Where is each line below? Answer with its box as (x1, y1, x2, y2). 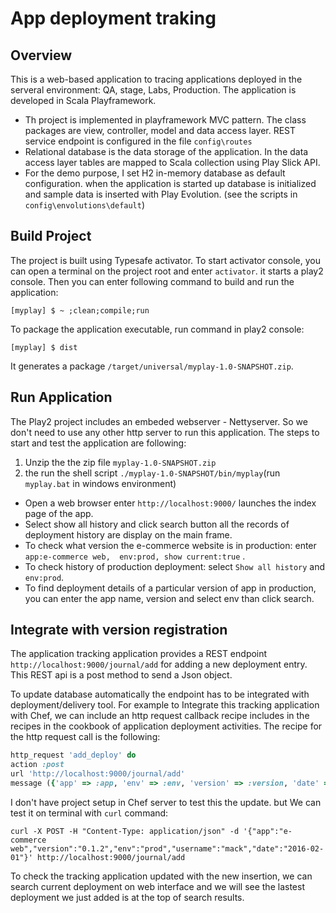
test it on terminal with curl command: (10, 807, 169, 819)
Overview (10, 47, 73, 64)
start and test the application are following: (10, 437, 187, 449)
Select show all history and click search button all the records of (24, 518, 290, 530)
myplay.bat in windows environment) (24, 477, 177, 489)
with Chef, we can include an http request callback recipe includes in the (10, 710, 310, 722)
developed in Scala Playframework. (10, 95, 157, 106)
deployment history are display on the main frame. (24, 528, 233, 541)
